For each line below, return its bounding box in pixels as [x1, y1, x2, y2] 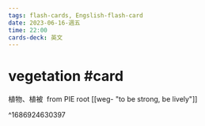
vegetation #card [8, 68, 124, 85]
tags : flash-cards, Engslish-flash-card [8, 11, 144, 20]
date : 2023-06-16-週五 [8, 19, 81, 27]
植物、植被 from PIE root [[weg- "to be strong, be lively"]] [8, 94, 198, 104]
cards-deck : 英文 [8, 33, 63, 42]
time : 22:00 [8, 26, 47, 34]
